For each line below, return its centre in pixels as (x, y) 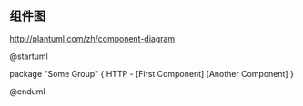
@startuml (29, 56)
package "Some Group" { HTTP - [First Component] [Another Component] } (151, 73)
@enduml (27, 91)
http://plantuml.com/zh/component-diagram (92, 38)
